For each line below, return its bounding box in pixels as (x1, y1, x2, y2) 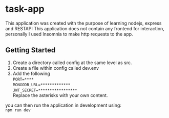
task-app (5, 3, 45, 15)
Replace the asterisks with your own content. (12, 92, 108, 98)
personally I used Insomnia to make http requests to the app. (5, 31, 133, 37)
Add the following (12, 70, 50, 76)
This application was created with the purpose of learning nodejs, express (5, 20, 162, 26)
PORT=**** (12, 76, 34, 82)
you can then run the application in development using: (5, 102, 122, 108)
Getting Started (5, 46, 56, 54)
